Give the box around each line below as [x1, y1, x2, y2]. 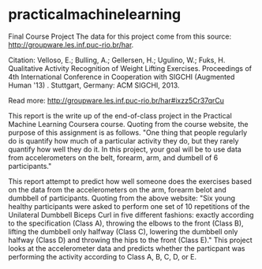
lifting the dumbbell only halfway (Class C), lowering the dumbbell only [8, 226, 238, 236]
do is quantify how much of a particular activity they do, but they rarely [8, 136, 239, 145]
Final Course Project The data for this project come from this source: [8, 32, 231, 41]
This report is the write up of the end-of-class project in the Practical [8, 110, 233, 120]
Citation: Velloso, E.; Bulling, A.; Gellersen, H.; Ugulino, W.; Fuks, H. [8, 55, 226, 65]
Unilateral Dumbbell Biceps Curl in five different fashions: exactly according [8, 210, 254, 219]
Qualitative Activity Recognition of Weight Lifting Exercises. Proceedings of [8, 63, 253, 73]
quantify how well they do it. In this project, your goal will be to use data [8, 144, 242, 154]
